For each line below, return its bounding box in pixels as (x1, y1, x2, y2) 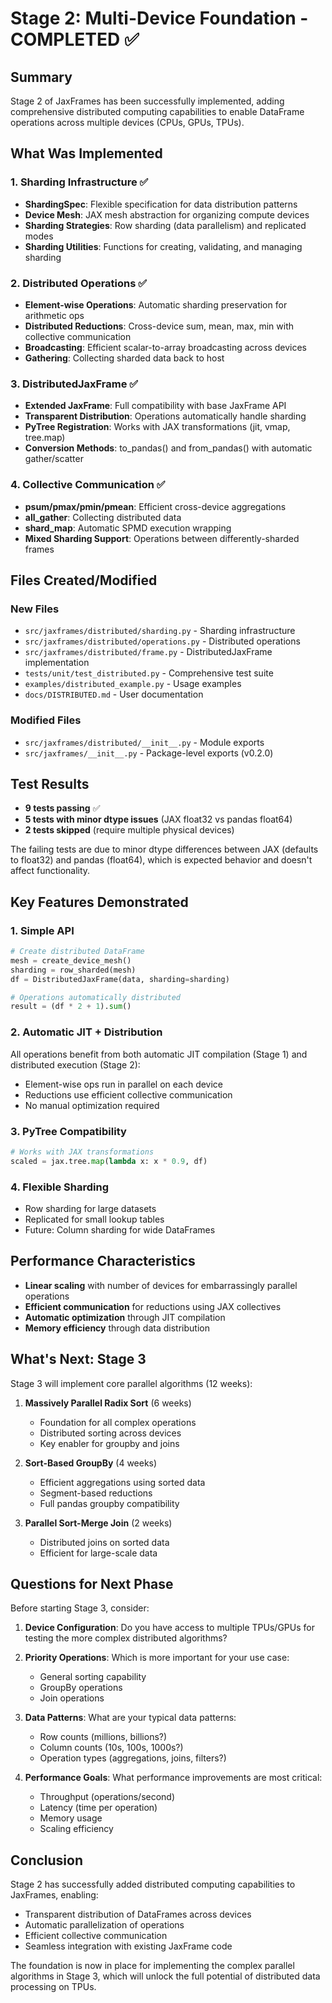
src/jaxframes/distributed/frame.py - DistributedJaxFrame (24, 646, 273, 658)
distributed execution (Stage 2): (10, 1058, 141, 1071)
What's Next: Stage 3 (10, 1351, 147, 1368)
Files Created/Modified (10, 572, 158, 589)
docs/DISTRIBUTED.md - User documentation (24, 688, 204, 701)
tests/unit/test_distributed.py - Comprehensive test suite (24, 667, 274, 679)
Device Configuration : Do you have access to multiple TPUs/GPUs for (24, 1622, 315, 1634)
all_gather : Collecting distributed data (24, 511, 182, 523)
